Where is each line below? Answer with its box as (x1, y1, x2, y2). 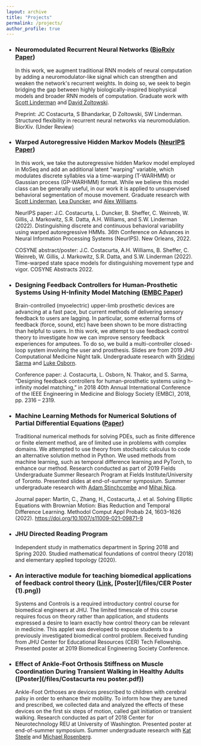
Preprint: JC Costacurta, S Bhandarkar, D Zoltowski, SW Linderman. (14, 110, 183, 117)
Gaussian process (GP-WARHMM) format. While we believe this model (14, 178, 189, 185)
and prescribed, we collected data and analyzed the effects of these (14, 701, 184, 709)
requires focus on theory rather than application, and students (14, 613, 169, 620)
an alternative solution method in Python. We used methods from (14, 452, 176, 459)
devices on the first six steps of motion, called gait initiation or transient (14, 707, 192, 715)
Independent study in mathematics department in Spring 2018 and (14, 543, 179, 550)
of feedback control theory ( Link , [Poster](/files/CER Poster (14, 579, 192, 587)
